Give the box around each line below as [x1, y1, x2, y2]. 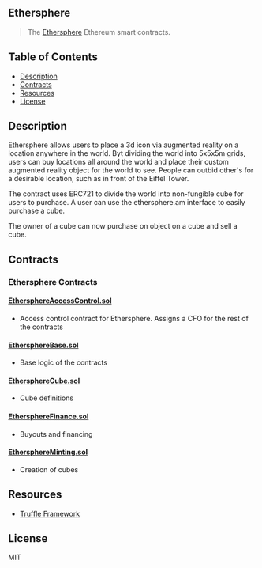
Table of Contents [8, 51, 99, 64]
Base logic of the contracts [19, 358, 108, 367]
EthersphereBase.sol [8, 340, 79, 350]
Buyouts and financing [19, 429, 93, 438]
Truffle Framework [19, 509, 80, 518]
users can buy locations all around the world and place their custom [8, 157, 229, 167]
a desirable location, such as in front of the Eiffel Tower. [8, 174, 189, 184]
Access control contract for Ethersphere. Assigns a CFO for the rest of [19, 313, 249, 323]
